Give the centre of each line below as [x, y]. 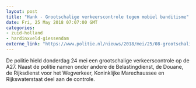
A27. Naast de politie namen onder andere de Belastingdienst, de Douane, [95, 66]
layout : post [22, 11]
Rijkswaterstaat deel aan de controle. [50, 79]
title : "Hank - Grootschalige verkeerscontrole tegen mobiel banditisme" [98, 17]
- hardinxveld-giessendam [37, 38]
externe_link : [23, 44]
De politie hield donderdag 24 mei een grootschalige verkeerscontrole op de [98, 60]
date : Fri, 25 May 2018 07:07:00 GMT [52, 22]
